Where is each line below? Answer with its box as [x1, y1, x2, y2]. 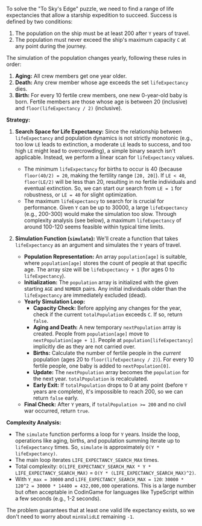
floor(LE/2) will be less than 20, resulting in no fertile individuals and [24, 178, 197, 185]
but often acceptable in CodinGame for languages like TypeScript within [14, 489, 194, 495]
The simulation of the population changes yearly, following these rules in [6, 54, 187, 61]
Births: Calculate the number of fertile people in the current [33, 349, 181, 356]
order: [6, 60, 22, 68]
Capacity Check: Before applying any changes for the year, [33, 305, 182, 311]
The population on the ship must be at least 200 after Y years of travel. [14, 30, 191, 37]
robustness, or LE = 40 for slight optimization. [24, 191, 137, 198]
